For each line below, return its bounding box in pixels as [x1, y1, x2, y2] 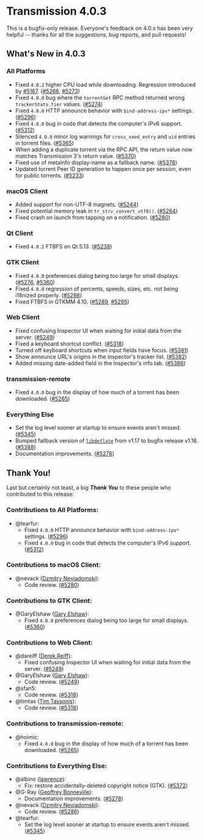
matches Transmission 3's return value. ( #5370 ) [15, 152, 136, 159]
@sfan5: [15, 685, 37, 692]
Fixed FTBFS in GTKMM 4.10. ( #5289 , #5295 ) [15, 298, 129, 305]
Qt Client [6, 229, 34, 237]
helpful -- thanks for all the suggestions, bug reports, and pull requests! [6, 31, 186, 38]
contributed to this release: [6, 490, 75, 498]
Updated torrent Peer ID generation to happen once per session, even [15, 165, 191, 172]
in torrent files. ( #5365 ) [15, 139, 75, 147]
